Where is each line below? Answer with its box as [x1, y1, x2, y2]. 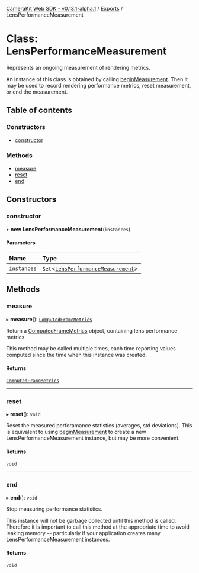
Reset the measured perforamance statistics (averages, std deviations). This [6, 422, 192, 429]
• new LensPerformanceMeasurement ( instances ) [6, 226, 131, 233]
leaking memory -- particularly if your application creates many [6, 529, 161, 536]
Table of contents [6, 105, 72, 115]
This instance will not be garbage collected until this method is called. [6, 517, 176, 524]
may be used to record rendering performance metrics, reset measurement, [6, 82, 191, 89]
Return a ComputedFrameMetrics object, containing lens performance [6, 327, 178, 334]
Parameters [6, 239, 36, 246]
